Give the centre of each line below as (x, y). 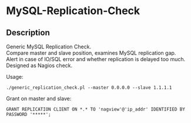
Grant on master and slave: (39, 99)
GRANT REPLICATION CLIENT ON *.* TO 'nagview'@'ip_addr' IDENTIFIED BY (95, 109)
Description (28, 33)
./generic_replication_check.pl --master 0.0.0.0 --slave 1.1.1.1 (89, 88)
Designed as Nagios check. (39, 65)
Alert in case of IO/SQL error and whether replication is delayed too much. (96, 59)
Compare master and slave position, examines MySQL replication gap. (91, 53)
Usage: (15, 77)
